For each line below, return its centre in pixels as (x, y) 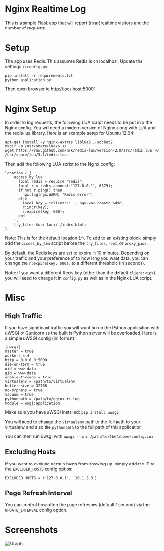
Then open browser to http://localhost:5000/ (50, 89)
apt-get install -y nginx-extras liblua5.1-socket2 (59, 142)
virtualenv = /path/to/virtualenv (40, 381)
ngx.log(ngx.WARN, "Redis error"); (59, 194)
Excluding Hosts (31, 452)
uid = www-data (21, 369)
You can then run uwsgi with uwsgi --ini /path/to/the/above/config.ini (79, 436)
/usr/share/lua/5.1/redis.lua (36, 155)
